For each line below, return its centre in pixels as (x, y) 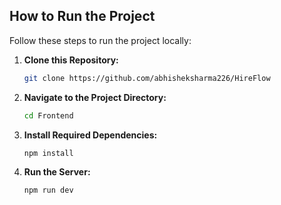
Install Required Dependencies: (90, 135)
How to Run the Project (82, 16)
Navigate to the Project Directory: (95, 97)
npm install (48, 153)
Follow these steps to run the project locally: (100, 40)
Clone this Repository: (71, 60)
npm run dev (48, 190)
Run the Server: (57, 172)
